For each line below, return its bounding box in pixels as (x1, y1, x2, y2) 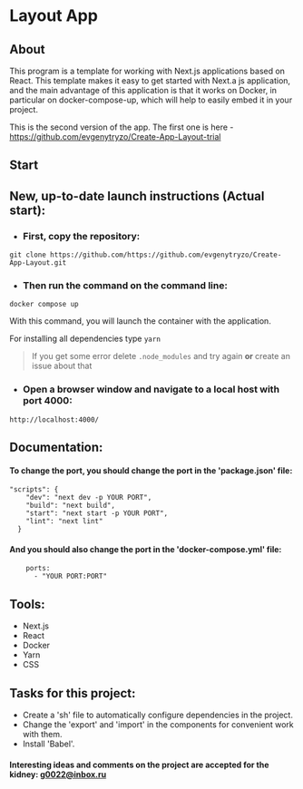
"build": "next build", (25, 501, 116, 511)
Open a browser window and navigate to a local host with (22, 383, 279, 395)
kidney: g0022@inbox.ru (9, 768, 107, 780)
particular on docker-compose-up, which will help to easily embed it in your (9, 94, 293, 105)
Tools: (9, 596, 45, 612)
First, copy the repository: (22, 229, 141, 242)
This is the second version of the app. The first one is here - (9, 122, 234, 132)
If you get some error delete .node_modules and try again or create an (31, 351, 290, 362)
